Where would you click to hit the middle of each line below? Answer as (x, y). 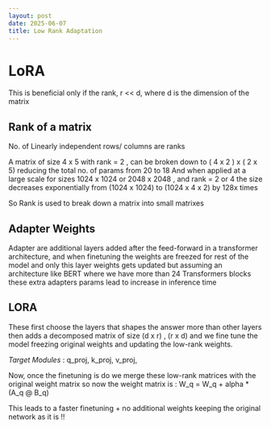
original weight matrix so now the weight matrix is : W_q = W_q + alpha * (129, 384)
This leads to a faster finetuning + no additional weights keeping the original (134, 408)
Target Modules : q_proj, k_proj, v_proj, (73, 359)
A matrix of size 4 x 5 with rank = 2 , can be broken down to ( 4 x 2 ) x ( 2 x (133, 162)
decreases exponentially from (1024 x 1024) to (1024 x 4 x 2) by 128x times (133, 188)
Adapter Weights (52, 229)
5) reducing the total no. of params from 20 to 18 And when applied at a (127, 171)
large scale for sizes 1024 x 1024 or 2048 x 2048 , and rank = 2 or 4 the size (135, 179)
